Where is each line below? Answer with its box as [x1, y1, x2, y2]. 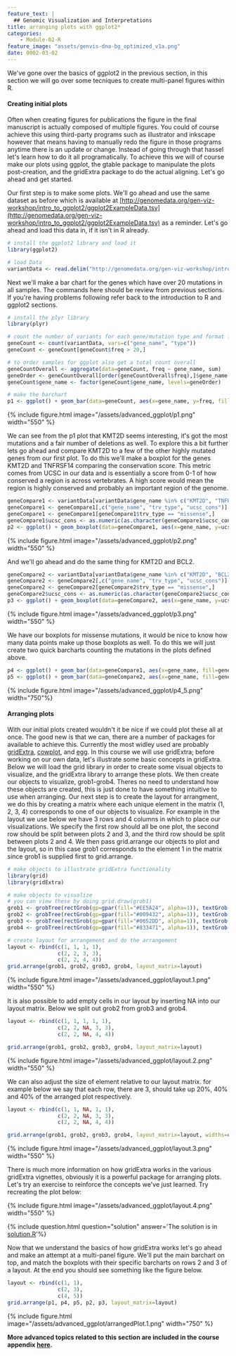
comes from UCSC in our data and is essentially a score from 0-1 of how [7, 469, 217, 478]
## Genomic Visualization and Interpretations [13, 17, 152, 24]
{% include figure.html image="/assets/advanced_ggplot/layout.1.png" [7, 976, 211, 984]
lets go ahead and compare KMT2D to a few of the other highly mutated [7, 447, 216, 455]
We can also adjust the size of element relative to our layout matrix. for [7, 1077, 212, 1086]
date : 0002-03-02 [7, 50, 58, 57]
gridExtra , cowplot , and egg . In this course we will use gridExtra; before [7, 748, 215, 756]
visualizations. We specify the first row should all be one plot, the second [7, 822, 219, 830]
